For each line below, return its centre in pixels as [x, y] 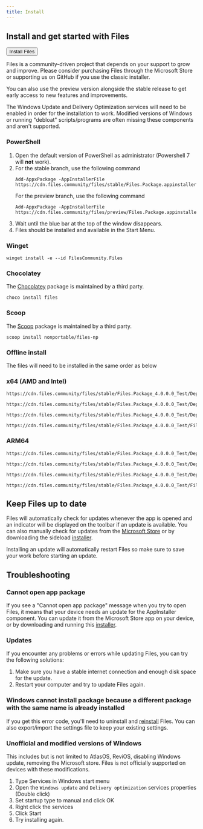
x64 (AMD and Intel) [37, 381]
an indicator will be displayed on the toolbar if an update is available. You [97, 525]
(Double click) [32, 794]
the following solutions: [35, 660]
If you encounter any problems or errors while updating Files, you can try [97, 654]
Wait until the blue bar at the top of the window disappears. [89, 223]
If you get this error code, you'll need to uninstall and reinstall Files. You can [101, 721]
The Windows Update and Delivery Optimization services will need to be [96, 107]
